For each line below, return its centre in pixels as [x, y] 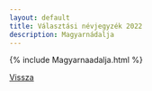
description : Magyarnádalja [62, 34]
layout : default [40, 18]
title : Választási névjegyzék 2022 [76, 26]
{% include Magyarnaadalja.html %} [76, 60]
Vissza [22, 77]
